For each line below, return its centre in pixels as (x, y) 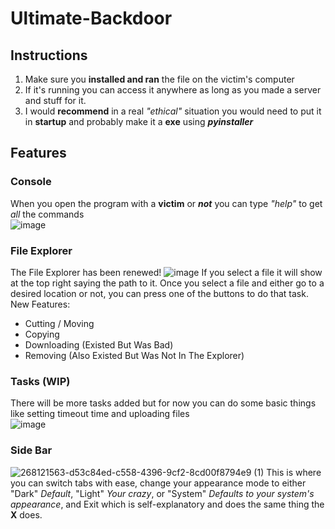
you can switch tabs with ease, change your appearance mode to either (158, 483)
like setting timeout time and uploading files (100, 414)
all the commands (47, 214)
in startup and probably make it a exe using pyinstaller (139, 121)
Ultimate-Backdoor (91, 18)
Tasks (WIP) (40, 381)
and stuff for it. (55, 100)
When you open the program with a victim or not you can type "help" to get (166, 203)
